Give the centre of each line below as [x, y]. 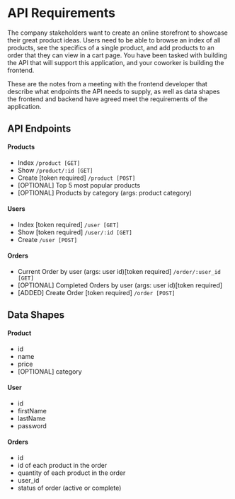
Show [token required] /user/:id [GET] [75, 232]
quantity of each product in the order [71, 473]
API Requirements [61, 13]
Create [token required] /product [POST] [76, 178]
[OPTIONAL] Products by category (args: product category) [105, 193]
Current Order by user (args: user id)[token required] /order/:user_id [119, 271]
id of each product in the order [62, 465]
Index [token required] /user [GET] [68, 224]
